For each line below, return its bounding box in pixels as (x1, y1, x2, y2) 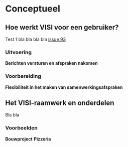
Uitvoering (5, 49, 32, 56)
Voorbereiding (5, 73, 41, 80)
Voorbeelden (5, 124, 38, 131)
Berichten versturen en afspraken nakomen (5, 60, 98, 66)
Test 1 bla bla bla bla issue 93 (5, 36, 66, 42)
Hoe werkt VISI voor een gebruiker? (5, 23, 119, 32)
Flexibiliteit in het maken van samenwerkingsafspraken (5, 84, 123, 90)
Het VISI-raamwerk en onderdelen (5, 98, 114, 107)
